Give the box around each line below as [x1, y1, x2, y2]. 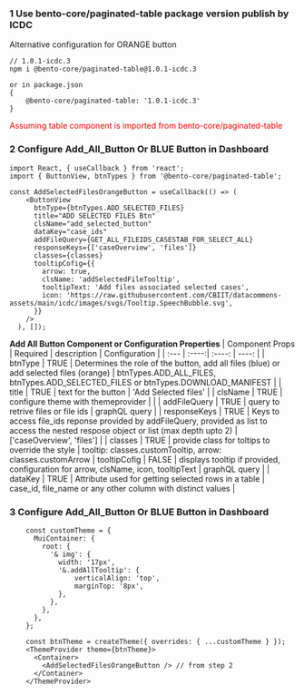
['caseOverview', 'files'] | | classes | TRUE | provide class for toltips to [9, 435, 270, 445]
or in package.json [9, 81, 83, 90]
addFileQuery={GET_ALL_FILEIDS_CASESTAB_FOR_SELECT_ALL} [33, 235, 254, 244]
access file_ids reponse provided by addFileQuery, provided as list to [9, 415, 268, 426]
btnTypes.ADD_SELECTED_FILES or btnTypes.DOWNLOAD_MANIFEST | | [9, 376, 282, 387]
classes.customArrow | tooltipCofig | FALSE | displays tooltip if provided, [9, 454, 281, 464]
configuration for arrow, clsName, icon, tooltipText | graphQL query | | [9, 464, 270, 474]
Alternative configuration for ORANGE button [9, 39, 177, 50]
